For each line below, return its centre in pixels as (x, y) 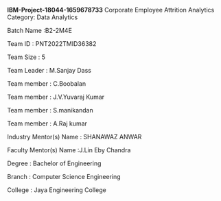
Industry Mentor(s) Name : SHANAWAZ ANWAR (74, 137)
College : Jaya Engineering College (57, 190)
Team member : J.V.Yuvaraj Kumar (56, 97)
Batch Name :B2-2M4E (39, 31)
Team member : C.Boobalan (47, 84)
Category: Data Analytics (43, 17)
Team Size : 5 (26, 57)
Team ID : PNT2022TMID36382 (52, 44)
